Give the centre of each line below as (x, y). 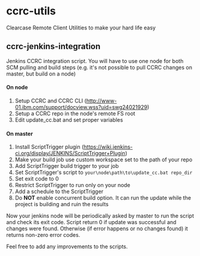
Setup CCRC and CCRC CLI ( (51, 101)
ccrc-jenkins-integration (53, 46)
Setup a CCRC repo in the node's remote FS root (75, 113)
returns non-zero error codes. (43, 235)
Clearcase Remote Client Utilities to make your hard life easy (81, 28)
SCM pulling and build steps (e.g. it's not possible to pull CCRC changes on (99, 67)
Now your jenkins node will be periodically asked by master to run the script (100, 216)
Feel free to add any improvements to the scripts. (67, 246)
